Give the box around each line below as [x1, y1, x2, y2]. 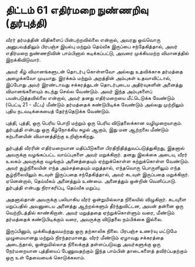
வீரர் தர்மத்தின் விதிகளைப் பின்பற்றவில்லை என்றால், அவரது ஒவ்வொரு [5, 36, 161, 43]
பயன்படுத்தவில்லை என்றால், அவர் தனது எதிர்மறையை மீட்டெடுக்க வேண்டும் [5, 94, 175, 101]
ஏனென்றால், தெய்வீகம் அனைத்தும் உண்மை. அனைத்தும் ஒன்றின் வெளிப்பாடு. [5, 177, 177, 184]
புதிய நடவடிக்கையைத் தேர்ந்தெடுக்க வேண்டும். [5, 107, 110, 115]
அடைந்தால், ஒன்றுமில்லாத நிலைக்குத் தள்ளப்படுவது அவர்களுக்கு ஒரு [5, 241, 161, 248]
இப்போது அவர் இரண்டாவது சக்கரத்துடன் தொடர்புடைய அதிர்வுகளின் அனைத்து [5, 81, 183, 88]
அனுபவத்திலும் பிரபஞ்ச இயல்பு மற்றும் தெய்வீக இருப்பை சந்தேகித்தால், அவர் [5, 42, 177, 50]
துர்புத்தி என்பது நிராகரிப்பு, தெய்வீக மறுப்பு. [5, 183, 101, 191]
